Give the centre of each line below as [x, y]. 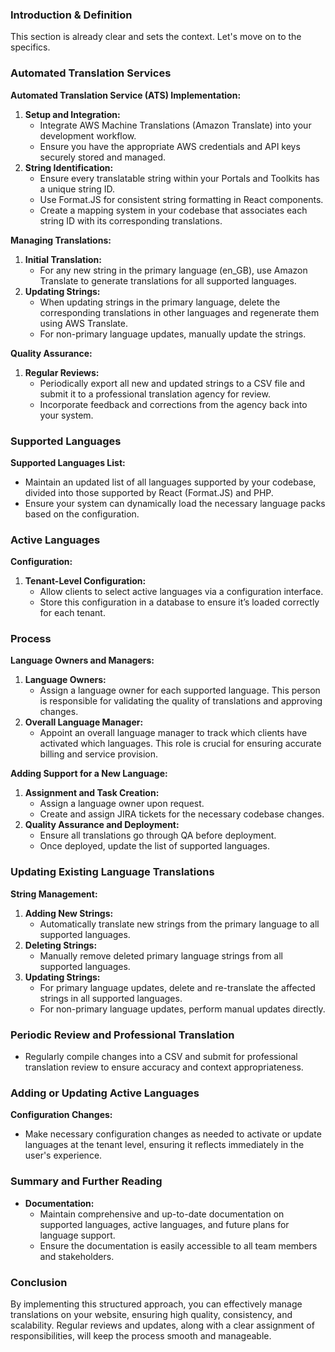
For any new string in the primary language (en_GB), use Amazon [173, 270]
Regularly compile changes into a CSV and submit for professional [161, 1057]
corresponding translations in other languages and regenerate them [179, 312]
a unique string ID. [77, 189]
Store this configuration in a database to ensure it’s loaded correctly [179, 602]
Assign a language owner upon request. [122, 804]
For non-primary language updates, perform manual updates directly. [182, 1009]
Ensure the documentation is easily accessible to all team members [178, 1245]
